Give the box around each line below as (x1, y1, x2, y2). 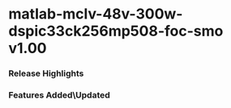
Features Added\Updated (8, 89, 111, 101)
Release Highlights (8, 68, 84, 79)
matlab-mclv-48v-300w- (8, 5, 183, 23)
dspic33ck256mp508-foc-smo (8, 22, 224, 40)
